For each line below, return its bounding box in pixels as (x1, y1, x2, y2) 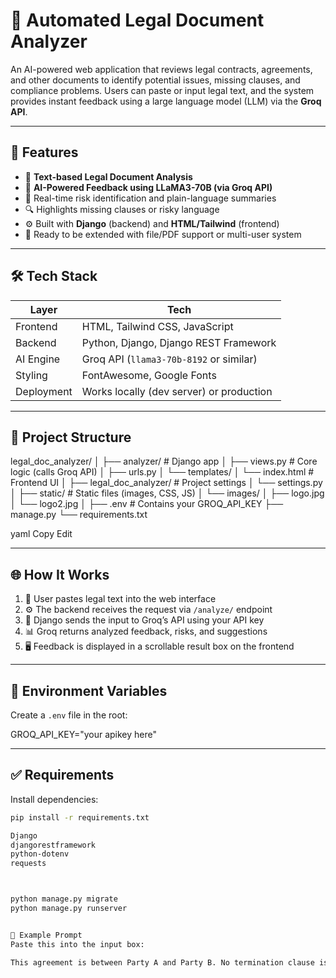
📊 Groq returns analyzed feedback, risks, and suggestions (24, 625, 268, 638)
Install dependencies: (10, 793, 99, 805)
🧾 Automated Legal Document (10, 9, 265, 32)
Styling (15, 368, 48, 382)
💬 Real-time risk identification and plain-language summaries (24, 192, 277, 204)
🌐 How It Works (10, 566, 110, 583)
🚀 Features (10, 144, 79, 161)
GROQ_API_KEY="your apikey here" (10, 729, 157, 740)
